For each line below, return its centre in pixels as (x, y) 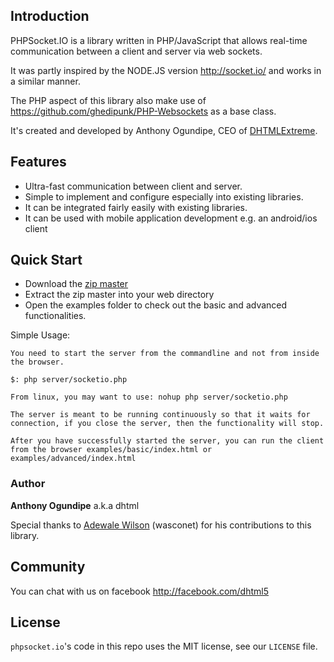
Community (48, 567)
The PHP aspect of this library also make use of (108, 100)
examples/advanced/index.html (73, 459)
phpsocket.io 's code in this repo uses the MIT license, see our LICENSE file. (164, 646)
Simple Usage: (40, 335)
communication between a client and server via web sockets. (136, 51)
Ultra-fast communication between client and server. (133, 186)
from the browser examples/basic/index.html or (111, 450)
